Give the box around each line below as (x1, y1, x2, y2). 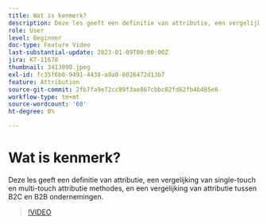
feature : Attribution (8, 78, 80, 86)
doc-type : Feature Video (8, 41, 91, 49)
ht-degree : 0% (8, 108, 56, 116)
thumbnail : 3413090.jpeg (8, 64, 91, 71)
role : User (8, 26, 44, 34)
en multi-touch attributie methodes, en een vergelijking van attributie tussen (8, 183, 257, 193)
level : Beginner (8, 33, 62, 42)
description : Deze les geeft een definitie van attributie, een (8, 19, 226, 27)
